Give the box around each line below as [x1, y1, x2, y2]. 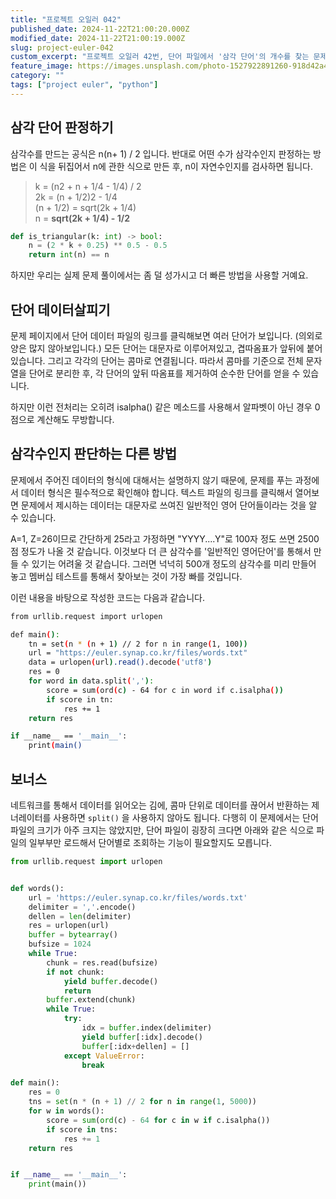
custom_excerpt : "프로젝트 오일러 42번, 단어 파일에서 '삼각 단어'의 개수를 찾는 [10, 52, 310, 62]
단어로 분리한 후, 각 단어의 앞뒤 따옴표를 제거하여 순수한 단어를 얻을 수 [28, 367, 301, 379]
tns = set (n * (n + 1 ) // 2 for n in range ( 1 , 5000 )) [28, 1097, 257, 1107]
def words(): [10, 883, 65, 893]
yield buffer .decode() [63, 976, 159, 986]
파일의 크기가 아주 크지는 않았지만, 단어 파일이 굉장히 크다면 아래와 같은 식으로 [10, 824, 315, 836]
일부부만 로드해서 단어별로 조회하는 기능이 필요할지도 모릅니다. [28, 837, 272, 848]
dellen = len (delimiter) [28, 911, 132, 921]
